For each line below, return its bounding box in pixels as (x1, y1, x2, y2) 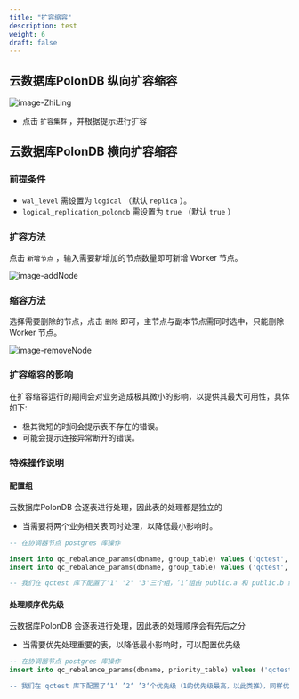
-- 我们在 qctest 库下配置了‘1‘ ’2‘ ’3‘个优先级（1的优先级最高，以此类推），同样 (9, 682, 283, 691)
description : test (9, 21, 77, 30)
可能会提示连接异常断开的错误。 (21, 432, 140, 443)
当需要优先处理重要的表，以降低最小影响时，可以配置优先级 (21, 639, 241, 650)
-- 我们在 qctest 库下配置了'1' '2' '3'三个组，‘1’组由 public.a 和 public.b (9, 579, 285, 588)
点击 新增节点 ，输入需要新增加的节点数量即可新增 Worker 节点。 (9, 253, 243, 264)
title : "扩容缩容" (9, 12, 73, 22)
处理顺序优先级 (9, 598, 64, 610)
